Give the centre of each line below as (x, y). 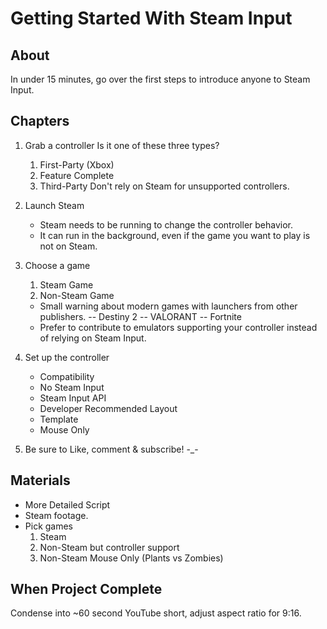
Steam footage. (56, 515)
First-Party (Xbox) (77, 164)
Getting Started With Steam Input (151, 18)
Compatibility (67, 376)
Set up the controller (67, 357)
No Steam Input (72, 387)
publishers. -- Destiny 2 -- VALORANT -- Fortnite (140, 316)
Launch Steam (54, 205)
